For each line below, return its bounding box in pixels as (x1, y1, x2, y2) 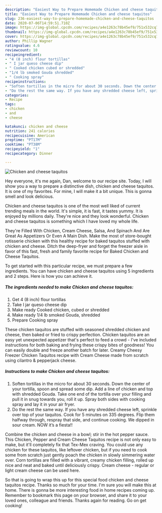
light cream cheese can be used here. (5, 467, 81, 473)
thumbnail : (5, 30, 27, 34)
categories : (5, 93, 29, 97)
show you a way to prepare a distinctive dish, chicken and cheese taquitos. (5, 183, 154, 189)
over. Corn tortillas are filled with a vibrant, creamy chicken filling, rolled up (5, 457, 154, 463)
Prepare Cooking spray (12, 317, 58, 323)
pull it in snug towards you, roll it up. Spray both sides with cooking (12, 396, 146, 402)
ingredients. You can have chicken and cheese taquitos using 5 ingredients (5, 268, 154, 274)
